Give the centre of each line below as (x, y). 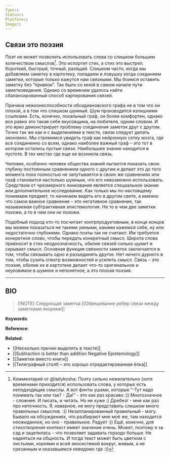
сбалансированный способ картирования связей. (59, 95)
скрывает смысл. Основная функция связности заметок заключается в (83, 249)
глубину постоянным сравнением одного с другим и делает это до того (83, 169)
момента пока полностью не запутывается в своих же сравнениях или (82, 174)
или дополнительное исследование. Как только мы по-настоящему (78, 190)
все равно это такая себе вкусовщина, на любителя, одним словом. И (82, 121)
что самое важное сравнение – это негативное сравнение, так (73, 201)
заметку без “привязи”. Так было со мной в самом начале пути (74, 85)
